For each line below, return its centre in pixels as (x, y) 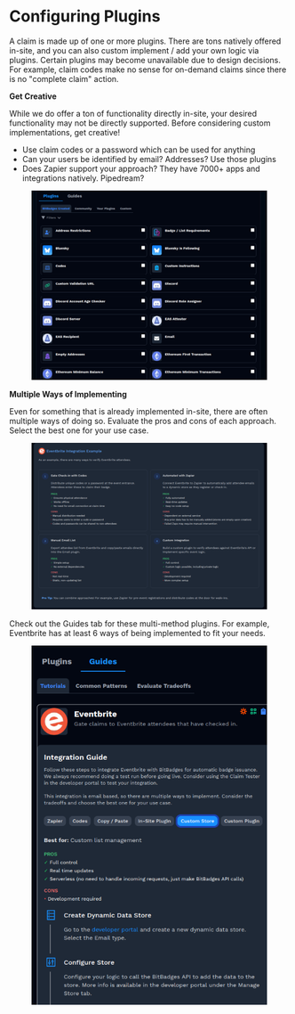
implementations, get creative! (65, 132)
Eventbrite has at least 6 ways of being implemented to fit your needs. (138, 633)
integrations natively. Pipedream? (83, 178)
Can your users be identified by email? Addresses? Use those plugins (149, 159)
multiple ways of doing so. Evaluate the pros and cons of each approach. (143, 421)
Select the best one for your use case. (79, 430)
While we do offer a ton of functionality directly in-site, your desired (133, 113)
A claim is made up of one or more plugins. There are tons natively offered (145, 41)
